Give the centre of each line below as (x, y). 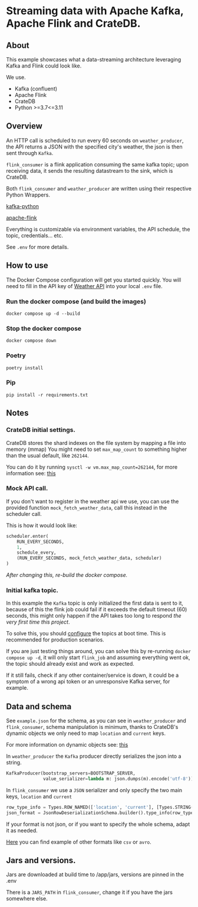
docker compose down (32, 341)
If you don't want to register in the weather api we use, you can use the (93, 501)
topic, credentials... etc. (35, 235)
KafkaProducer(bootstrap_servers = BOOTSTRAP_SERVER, (71, 773)
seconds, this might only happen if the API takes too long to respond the (94, 616)
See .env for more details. (37, 247)
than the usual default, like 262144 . (48, 455)
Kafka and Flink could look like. (44, 66)
